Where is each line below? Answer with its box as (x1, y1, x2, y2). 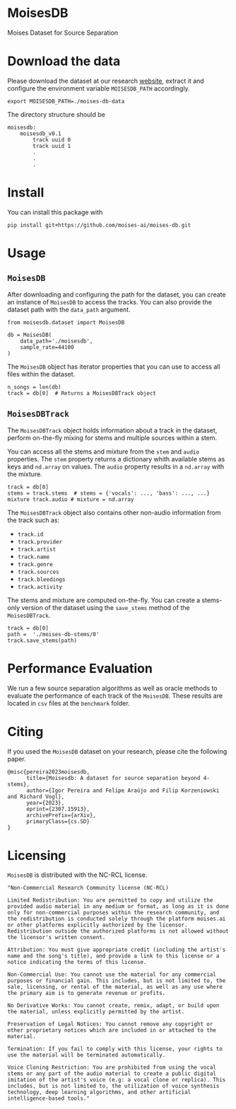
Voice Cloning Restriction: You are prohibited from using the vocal (7, 1064, 217, 1071)
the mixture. (7, 469, 42, 478)
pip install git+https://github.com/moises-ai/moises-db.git (7, 222, 191, 229)
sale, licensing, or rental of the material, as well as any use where (7, 984, 223, 991)
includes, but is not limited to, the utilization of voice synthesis (7, 1083, 220, 1090)
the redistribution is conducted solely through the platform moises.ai (7, 915, 226, 923)
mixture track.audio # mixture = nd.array (7, 495, 134, 503)
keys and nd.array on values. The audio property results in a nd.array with (7, 462, 225, 471)
